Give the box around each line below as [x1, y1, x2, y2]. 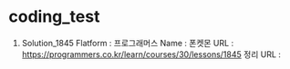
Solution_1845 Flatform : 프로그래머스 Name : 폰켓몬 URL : [21, 37, 234, 48]
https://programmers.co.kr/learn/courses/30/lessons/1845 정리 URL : [21, 48, 282, 60]
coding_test [8, 6, 100, 27]
